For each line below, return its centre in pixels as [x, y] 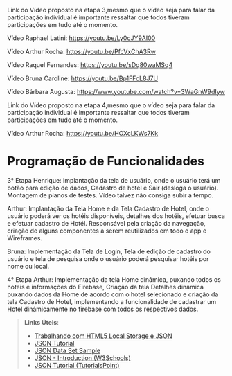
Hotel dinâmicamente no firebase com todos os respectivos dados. [103, 309]
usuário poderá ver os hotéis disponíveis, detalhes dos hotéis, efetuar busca [116, 216]
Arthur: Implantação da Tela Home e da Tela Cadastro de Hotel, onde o [108, 208]
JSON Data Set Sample [68, 350]
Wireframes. [25, 238]
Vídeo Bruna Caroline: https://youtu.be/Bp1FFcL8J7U [82, 78]
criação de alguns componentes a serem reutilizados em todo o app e [107, 231]
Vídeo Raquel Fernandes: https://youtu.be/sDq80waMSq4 [90, 65]
